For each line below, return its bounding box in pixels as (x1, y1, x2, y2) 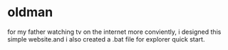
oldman (7, 4, 53, 20)
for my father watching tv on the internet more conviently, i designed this (7, 27, 222, 36)
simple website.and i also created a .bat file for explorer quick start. (7, 35, 205, 43)
